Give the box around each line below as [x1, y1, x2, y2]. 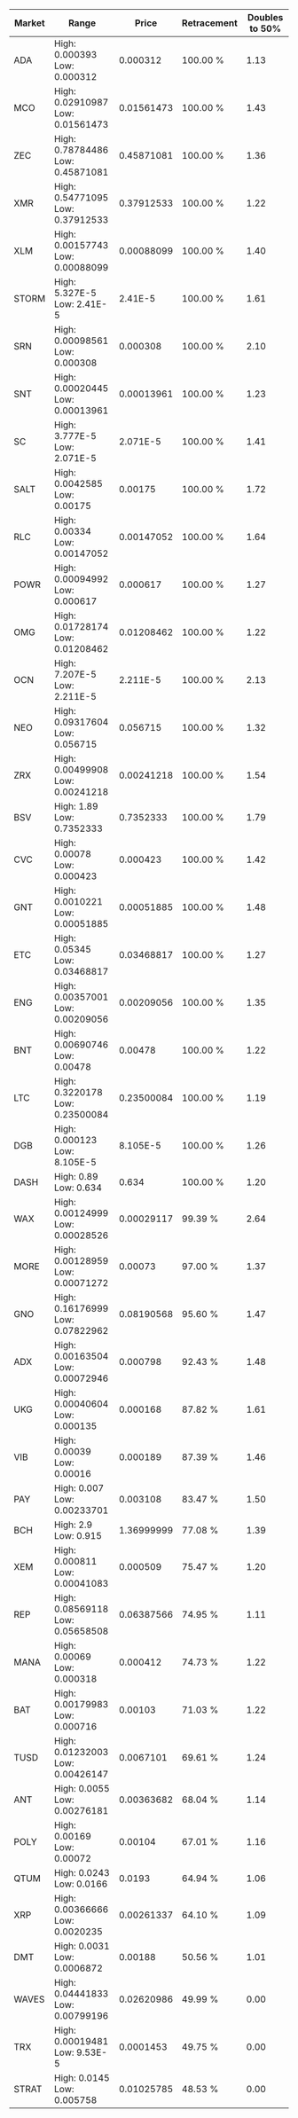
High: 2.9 [54, 1518, 93, 1531]
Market [13, 17, 46, 29]
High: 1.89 [54, 800, 99, 812]
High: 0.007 [54, 1482, 105, 1494]
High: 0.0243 [54, 1867, 110, 1879]
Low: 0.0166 [54, 1878, 108, 1890]
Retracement [181, 17, 238, 29]
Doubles [247, 12, 284, 23]
